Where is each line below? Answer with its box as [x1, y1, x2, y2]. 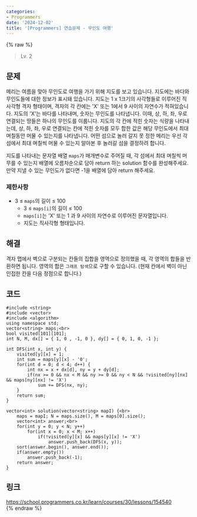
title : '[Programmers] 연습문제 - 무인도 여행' [6, 25, 113, 31]
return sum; [16, 393, 46, 399]
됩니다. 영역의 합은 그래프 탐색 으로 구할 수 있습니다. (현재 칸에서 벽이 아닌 [21, 263, 187, 270]
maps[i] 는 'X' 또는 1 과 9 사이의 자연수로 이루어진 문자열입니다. [23, 212, 168, 219]
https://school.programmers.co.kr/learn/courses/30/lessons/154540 [6, 498, 172, 505]
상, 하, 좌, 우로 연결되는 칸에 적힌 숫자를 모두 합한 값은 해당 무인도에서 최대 [18, 125, 189, 132]
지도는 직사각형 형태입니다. [23, 219, 85, 227]
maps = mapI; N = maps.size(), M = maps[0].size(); [16, 413, 146, 419]
